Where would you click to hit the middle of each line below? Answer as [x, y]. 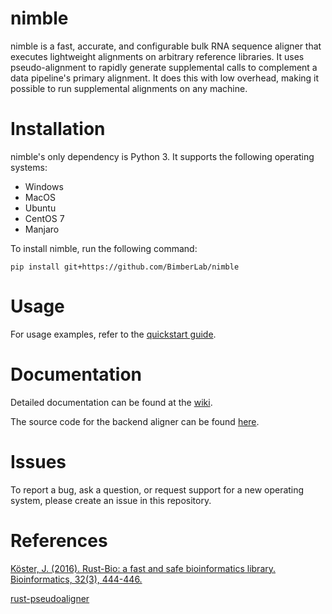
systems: [29, 167]
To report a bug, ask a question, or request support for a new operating [157, 489]
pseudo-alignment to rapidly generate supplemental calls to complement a [164, 67]
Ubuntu [40, 208]
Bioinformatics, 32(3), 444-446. [76, 579]
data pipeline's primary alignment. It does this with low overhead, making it [165, 78]
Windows [44, 186]
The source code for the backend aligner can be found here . [135, 421]
